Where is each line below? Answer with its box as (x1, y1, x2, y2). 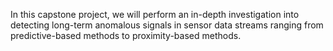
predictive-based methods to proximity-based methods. (10, 30, 242, 41)
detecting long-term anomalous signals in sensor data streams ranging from (10, 19, 324, 31)
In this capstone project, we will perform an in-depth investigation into (10, 9, 300, 20)
